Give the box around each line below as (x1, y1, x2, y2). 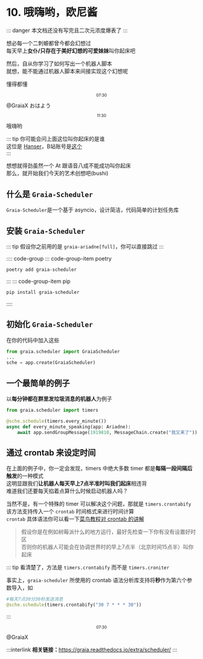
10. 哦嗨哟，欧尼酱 (6, 5, 98, 19)
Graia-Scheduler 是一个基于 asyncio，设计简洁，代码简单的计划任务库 (6, 206, 179, 213)
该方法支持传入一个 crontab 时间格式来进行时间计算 (6, 508, 134, 515)
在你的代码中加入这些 (6, 336, 59, 343)
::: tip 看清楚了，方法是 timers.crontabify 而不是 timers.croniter (6, 563, 170, 571)
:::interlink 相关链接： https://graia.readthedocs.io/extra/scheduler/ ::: (6, 646, 177, 653)
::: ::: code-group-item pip (6, 278, 71, 285)
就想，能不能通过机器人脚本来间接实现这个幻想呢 (6, 67, 128, 74)
